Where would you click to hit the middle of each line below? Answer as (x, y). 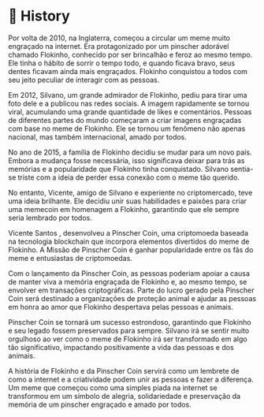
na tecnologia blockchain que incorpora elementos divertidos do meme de (129, 241)
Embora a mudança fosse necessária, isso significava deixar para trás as (126, 160)
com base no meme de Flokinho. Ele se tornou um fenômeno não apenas (127, 128)
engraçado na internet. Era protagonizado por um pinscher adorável (119, 46)
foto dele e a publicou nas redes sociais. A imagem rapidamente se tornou (129, 103)
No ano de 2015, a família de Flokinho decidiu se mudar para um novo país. (130, 152)
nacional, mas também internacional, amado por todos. (98, 136)
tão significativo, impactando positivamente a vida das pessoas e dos (121, 347)
